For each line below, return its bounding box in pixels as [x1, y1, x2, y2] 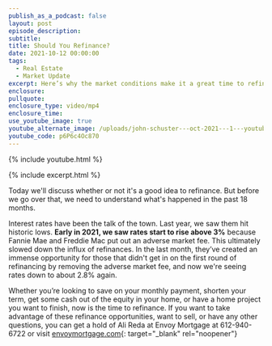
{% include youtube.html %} [8, 154, 103, 164]
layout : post [8, 19, 53, 27]
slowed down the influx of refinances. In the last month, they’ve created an [8, 244, 257, 254]
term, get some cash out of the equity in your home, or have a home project [8, 294, 261, 304]
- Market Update [15, 72, 70, 80]
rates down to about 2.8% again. [8, 270, 117, 280]
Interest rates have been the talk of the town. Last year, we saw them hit [8, 218, 249, 228]
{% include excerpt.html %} [8, 170, 101, 179]
